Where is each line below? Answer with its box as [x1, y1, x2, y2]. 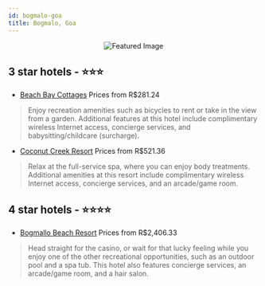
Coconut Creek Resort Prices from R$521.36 [19, 147, 166, 156]
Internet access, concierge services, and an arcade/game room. [27, 178, 239, 188]
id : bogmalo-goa [8, 11, 62, 20]
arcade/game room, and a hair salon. [27, 268, 149, 279]
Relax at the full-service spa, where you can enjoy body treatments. [27, 162, 251, 171]
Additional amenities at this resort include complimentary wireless [27, 170, 244, 180]
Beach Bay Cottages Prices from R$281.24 [19, 90, 161, 100]
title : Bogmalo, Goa [8, 19, 77, 27]
